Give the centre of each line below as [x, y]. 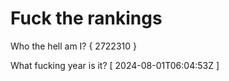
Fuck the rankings [86, 18]
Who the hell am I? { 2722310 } [73, 46]
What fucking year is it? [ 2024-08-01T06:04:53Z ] [115, 65]
